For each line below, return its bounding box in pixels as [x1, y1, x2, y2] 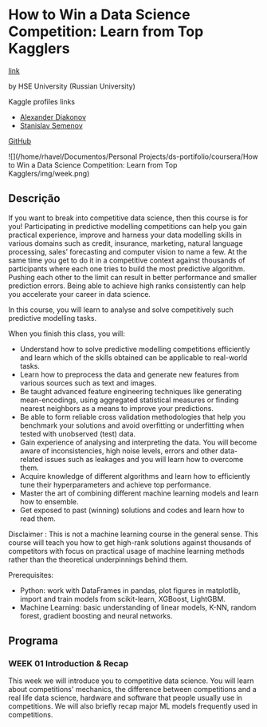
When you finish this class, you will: [8, 329, 125, 338]
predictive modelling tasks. [8, 313, 97, 322]
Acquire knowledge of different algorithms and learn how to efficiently [19, 471, 251, 480]
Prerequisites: [8, 570, 54, 579]
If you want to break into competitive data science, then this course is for [8, 213, 249, 223]
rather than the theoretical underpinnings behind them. [8, 555, 189, 564]
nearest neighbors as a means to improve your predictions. [19, 403, 214, 413]
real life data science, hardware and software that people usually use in [8, 693, 243, 703]
